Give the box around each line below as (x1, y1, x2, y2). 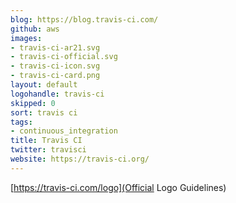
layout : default (10, 80, 78, 90)
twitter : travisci (10, 145, 87, 155)
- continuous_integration (10, 126, 118, 136)
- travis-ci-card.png (10, 71, 101, 81)
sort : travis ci (10, 107, 78, 118)
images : (10, 33, 43, 43)
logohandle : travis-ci (10, 89, 105, 99)
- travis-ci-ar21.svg (10, 42, 101, 53)
